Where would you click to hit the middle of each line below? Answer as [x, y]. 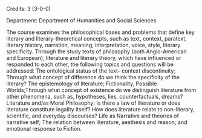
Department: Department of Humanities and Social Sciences [81, 20]
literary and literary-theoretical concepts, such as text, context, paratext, [97, 38]
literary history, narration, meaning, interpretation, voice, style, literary [93, 45]
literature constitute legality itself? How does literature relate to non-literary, [100, 109]
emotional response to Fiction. [44, 129]
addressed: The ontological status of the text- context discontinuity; [91, 71]
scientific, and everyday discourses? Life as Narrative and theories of [93, 116]
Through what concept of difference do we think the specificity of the [93, 77]
